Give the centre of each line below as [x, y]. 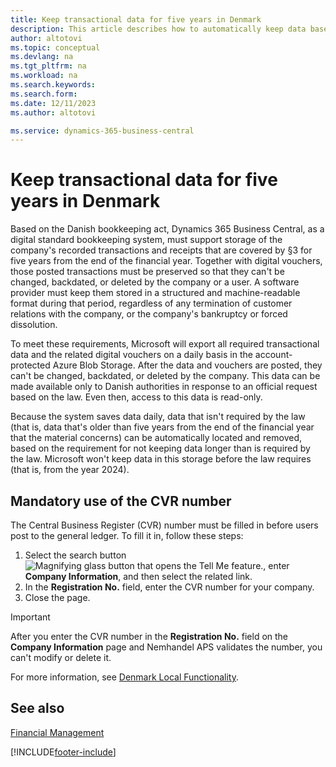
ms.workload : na [44, 76]
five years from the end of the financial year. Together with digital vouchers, [166, 261]
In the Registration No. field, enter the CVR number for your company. [169, 587]
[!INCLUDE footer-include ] [63, 752]
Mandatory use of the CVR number [121, 501]
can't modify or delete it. [61, 657]
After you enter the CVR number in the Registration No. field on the [149, 636]
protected [30, 365]
